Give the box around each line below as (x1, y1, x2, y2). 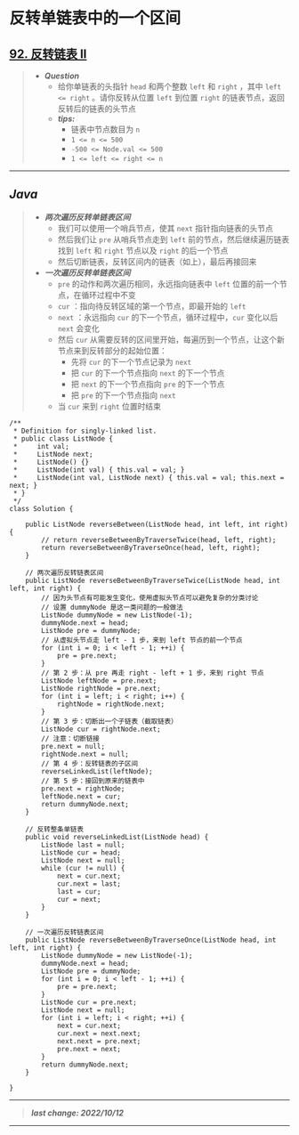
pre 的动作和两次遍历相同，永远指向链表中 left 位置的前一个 (57, 278, 280, 289)
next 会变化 (57, 322, 100, 334)
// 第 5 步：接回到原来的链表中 (41, 776, 145, 785)
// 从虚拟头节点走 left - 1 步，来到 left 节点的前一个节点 (41, 636, 243, 645)
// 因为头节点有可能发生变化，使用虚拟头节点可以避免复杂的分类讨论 (41, 593, 259, 602)
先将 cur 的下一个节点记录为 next (70, 356, 192, 367)
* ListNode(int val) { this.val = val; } (12, 465, 185, 474)
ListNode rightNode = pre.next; (41, 684, 162, 693)
